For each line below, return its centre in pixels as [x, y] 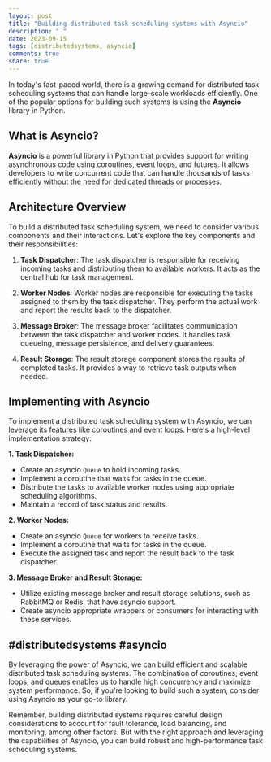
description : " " [38, 31]
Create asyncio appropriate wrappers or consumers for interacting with [139, 611]
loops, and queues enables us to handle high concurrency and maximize [130, 682]
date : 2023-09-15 [38, 39]
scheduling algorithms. [58, 496]
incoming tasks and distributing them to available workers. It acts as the [140, 268]
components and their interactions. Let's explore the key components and [132, 235]
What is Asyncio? [54, 136]
